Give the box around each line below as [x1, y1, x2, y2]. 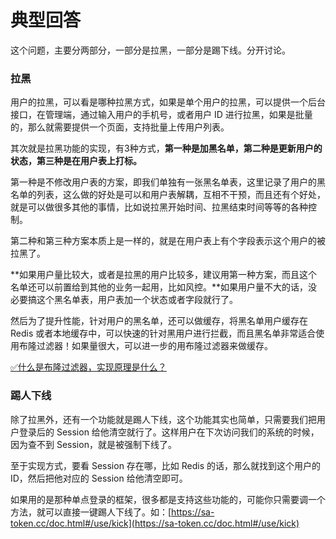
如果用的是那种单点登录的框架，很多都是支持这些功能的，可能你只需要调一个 [10, 493, 326, 505]
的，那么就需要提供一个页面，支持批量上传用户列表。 [10, 121, 230, 133]
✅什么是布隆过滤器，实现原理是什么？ [10, 361, 167, 373]
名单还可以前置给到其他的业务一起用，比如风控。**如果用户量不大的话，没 [10, 281, 318, 293]
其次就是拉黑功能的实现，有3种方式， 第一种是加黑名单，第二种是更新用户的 [10, 142, 323, 155]
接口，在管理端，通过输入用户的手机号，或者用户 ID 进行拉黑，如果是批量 [10, 109, 313, 121]
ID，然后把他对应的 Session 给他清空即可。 [10, 472, 188, 484]
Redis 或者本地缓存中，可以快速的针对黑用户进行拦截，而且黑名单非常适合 [10, 327, 317, 340]
